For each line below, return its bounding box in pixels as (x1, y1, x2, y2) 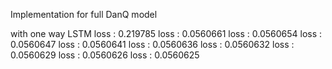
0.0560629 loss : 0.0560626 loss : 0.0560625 (10, 49, 200, 61)
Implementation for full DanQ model (10, 9, 158, 20)
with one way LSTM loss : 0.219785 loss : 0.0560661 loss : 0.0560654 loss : (10, 28, 323, 39)
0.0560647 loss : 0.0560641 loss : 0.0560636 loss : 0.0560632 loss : (10, 39, 295, 50)
